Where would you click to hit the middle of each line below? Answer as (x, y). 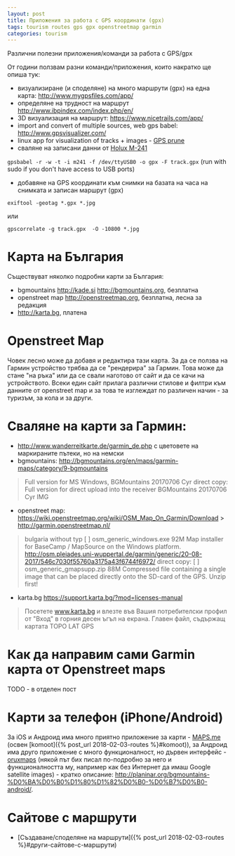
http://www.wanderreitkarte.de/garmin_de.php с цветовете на (108, 446)
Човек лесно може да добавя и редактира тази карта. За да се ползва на (117, 360)
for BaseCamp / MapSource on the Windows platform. (102, 547)
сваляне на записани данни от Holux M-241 (82, 148)
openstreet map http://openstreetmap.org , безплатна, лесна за (109, 298)
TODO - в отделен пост (42, 689)
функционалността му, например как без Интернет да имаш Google (109, 767)
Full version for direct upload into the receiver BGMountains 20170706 (126, 489)
